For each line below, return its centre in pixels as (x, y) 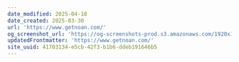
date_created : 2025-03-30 (46, 21)
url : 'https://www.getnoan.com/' (57, 27)
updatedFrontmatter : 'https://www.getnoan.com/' (81, 41)
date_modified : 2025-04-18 (47, 14)
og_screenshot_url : (36, 34)
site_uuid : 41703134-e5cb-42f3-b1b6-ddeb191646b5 (83, 47)
